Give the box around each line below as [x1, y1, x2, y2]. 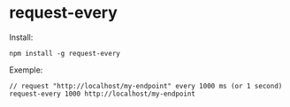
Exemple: [9, 65, 43, 75]
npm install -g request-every [9, 49, 121, 57]
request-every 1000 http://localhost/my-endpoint [9, 89, 196, 98]
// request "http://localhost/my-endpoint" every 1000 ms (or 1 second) [9, 81, 283, 90]
